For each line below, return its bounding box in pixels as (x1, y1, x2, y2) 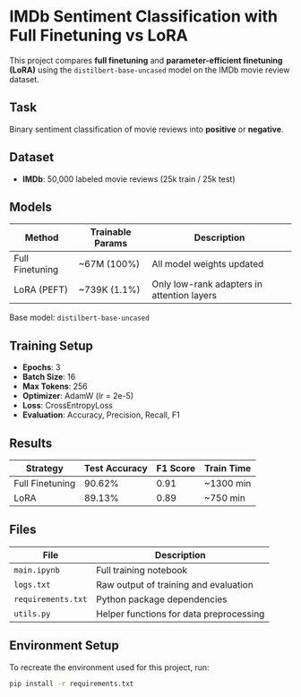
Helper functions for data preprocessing (95, 607, 265, 620)
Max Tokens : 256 (21, 381, 88, 392)
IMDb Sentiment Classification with (9, 6, 278, 27)
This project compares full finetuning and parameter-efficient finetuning (9, 55, 283, 65)
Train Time (204, 462, 252, 474)
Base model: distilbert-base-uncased (9, 312, 150, 323)
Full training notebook (95, 564, 188, 576)
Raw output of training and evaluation (95, 578, 254, 590)
